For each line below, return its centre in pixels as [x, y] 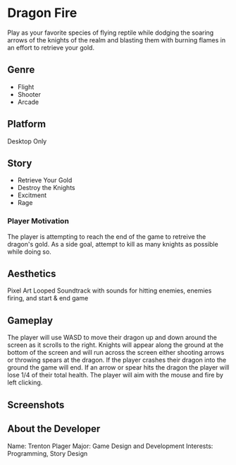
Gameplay [30, 320]
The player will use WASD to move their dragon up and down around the [112, 338]
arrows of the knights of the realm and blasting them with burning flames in [117, 40]
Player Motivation [38, 221]
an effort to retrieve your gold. [51, 47]
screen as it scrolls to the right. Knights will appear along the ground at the [116, 345]
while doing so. [29, 252]
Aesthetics [32, 274]
